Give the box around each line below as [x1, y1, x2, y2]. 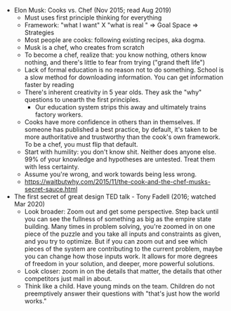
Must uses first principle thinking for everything [24, 13, 162, 22]
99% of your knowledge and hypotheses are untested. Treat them [24, 155, 216, 164]
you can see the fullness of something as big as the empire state [24, 215, 212, 223]
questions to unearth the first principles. [24, 95, 141, 104]
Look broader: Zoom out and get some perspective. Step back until [24, 207, 219, 216]
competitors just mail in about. [24, 274, 112, 283]
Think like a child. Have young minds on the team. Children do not [24, 282, 216, 290]
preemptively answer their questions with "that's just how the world [24, 289, 220, 298]
